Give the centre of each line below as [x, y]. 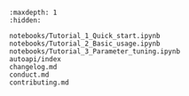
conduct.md [29, 75]
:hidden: [25, 20]
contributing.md [39, 83]
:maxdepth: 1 [33, 12]
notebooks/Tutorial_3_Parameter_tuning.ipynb [94, 52]
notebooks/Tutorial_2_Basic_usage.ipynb [85, 44]
